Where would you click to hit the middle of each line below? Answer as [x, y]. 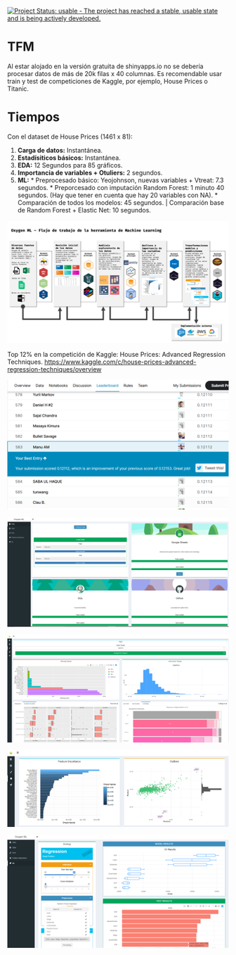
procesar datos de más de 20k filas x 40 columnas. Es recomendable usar [115, 73]
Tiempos [34, 117]
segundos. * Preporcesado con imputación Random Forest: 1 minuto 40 [121, 187]
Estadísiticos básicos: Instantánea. [69, 158]
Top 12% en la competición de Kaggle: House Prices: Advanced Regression [117, 354]
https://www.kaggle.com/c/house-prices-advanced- [120, 362]
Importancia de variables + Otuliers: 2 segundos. [90, 172]
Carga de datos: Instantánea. [60, 150]
